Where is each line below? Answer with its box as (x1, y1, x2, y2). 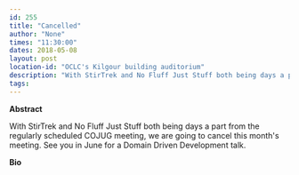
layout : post (9, 54, 58, 63)
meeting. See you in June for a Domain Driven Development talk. (9, 139, 246, 150)
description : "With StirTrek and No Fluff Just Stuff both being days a (9, 71, 285, 80)
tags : (9, 79, 29, 88)
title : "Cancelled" (9, 21, 82, 30)
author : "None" (9, 29, 66, 38)
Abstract (9, 103, 43, 114)
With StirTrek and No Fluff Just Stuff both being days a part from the (9, 121, 260, 131)
